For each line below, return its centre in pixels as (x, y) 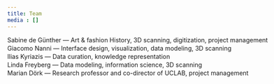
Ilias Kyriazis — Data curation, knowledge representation (89, 56)
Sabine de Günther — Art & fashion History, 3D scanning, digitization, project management (138, 40)
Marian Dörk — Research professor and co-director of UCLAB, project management (128, 73)
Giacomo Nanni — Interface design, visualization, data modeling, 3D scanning (120, 48)
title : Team (24, 14)
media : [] (23, 20)
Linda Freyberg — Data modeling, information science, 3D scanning (105, 65)
